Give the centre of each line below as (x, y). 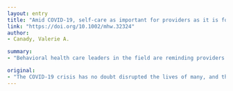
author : (18, 33)
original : (21, 70)
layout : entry (28, 13)
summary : (20, 52)
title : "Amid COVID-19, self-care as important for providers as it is (113, 20)
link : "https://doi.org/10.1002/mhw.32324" (71, 26)
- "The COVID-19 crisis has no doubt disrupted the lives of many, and (113, 77)
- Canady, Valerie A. (38, 39)
